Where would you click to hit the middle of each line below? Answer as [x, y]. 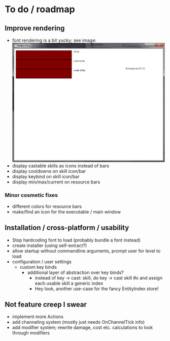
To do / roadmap [40, 9]
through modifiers [31, 333]
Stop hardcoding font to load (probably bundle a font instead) [76, 240]
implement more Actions [38, 317]
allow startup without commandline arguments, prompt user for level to [86, 251]
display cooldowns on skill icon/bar [49, 171]
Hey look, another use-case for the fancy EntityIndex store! [97, 289]
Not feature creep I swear [46, 304]
